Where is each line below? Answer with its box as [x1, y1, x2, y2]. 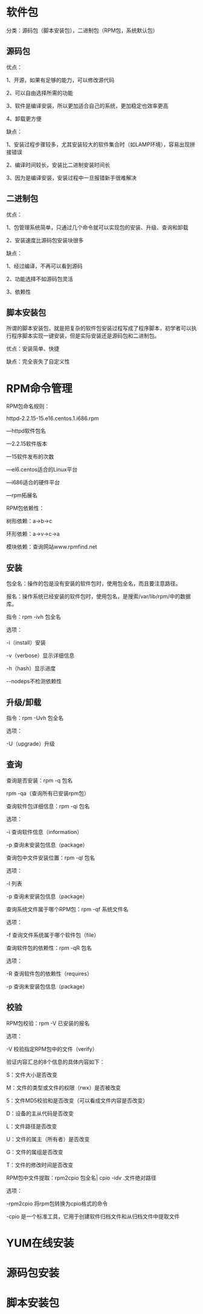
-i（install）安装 [6, 639, 47, 646]
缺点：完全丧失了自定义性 [6, 358, 70, 365]
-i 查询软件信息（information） [6, 828, 83, 835]
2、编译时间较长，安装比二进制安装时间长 [6, 161, 111, 168]
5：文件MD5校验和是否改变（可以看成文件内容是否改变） [6, 1096, 149, 1104]
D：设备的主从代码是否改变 [6, 1110, 74, 1117]
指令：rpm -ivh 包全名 [6, 613, 62, 621]
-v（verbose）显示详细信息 [6, 652, 75, 659]
